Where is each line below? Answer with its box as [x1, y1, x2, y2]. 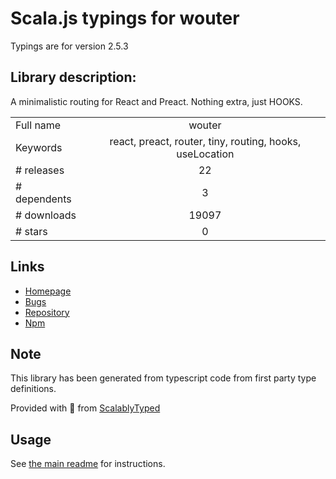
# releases [15, 163, 65, 177]
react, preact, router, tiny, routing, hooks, [109, 134, 302, 148]
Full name [15, 118, 62, 132]
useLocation [176, 147, 235, 161]
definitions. [10, 383, 57, 395]
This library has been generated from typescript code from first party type [10, 372, 317, 384]
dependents [15, 192, 72, 206]
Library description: [10, 69, 137, 86]
